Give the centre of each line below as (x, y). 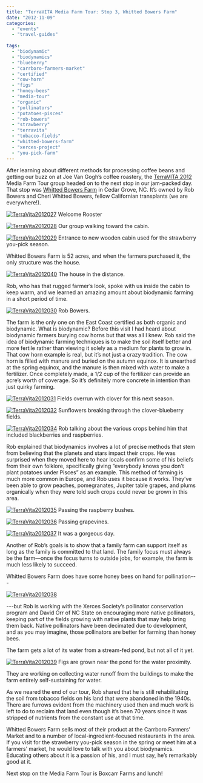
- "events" (25, 29)
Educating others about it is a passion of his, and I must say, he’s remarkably (102, 755)
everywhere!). (24, 202)
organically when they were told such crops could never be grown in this (97, 491)
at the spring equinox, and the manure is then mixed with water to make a (98, 367)
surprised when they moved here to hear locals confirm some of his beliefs (100, 459)
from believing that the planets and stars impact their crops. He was (91, 453)
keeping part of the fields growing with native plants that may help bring (96, 619)
